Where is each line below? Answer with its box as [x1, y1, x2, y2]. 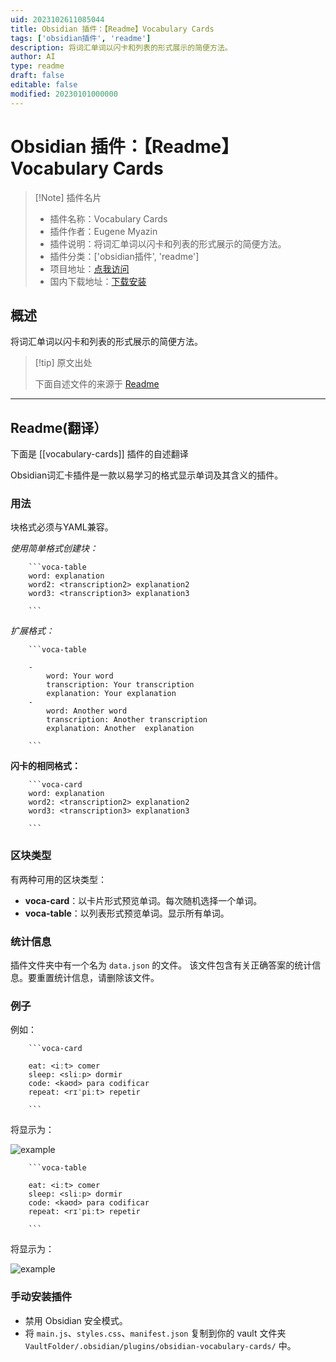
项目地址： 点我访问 [49, 262, 130, 275]
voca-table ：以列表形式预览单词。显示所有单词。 [24, 907, 230, 919]
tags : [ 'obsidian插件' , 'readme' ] [10, 33, 152, 43]
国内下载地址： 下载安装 [49, 275, 147, 287]
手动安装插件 [10, 1290, 73, 1304]
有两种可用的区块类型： [10, 873, 107, 885]
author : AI [10, 52, 56, 62]
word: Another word [46, 706, 128, 716]
